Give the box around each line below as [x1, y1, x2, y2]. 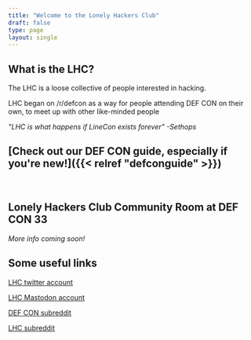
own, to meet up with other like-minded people [8, 107, 159, 116]
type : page [8, 26, 44, 34]
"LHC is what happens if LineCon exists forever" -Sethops [8, 122, 197, 132]
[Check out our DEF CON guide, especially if [8, 144, 228, 158]
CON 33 [8, 213, 48, 226]
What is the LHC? [8, 62, 95, 75]
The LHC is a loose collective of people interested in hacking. [8, 83, 206, 93]
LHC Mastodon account [8, 292, 85, 302]
